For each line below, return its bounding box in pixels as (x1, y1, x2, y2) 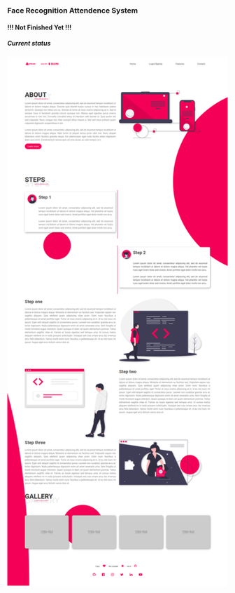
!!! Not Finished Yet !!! (7, 23, 72, 32)
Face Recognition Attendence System (7, 6, 138, 15)
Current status (7, 39, 51, 48)
